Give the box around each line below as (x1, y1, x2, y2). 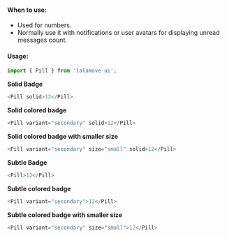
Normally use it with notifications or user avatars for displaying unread (17, 29, 220, 37)
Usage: (7, 52, 29, 60)
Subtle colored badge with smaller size (7, 210, 123, 219)
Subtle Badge (7, 158, 47, 167)
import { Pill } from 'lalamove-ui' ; (7, 67, 117, 75)
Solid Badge (7, 80, 43, 89)
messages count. (17, 36, 68, 45)
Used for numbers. (17, 21, 72, 29)
